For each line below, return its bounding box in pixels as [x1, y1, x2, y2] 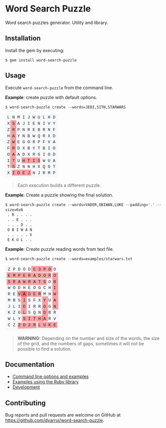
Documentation [5, 360, 55, 368]
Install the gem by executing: [5, 47, 65, 53]
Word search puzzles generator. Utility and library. [5, 20, 109, 26]
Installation [5, 34, 41, 43]
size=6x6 [5, 207, 23, 212]
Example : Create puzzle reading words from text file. [5, 246, 114, 252]
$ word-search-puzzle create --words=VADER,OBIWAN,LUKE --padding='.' [5, 202, 155, 207]
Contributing [5, 398, 46, 407]
